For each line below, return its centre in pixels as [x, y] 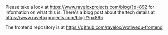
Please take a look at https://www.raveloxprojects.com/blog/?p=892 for [80, 7]
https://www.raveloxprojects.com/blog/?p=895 [54, 17]
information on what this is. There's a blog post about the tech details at [80, 12]
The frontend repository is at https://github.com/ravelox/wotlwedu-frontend [84, 27]
